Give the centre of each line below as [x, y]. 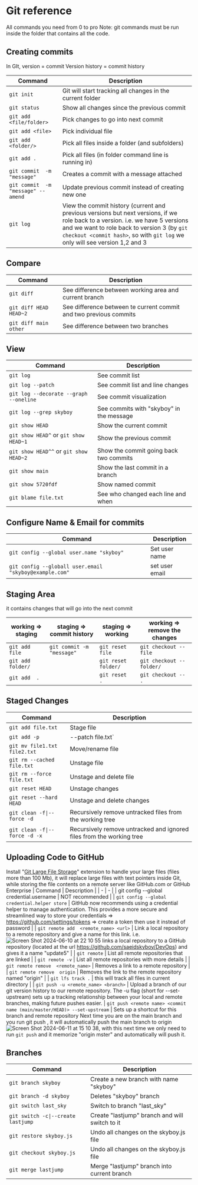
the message [115, 416]
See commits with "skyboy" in [139, 409]
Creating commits [40, 52]
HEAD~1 [18, 442]
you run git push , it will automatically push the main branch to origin [89, 1022]
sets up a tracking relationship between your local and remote [107, 996]
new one [74, 194]
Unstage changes [94, 788]
